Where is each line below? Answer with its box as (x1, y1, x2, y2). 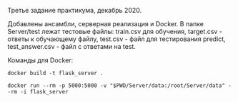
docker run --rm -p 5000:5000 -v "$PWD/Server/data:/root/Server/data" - (7, 82, 232, 89)
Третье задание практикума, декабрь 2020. (7, 6, 142, 14)
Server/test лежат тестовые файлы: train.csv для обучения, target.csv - (7, 28, 223, 35)
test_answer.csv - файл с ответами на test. (7, 42, 136, 50)
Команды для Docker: (7, 56, 74, 64)
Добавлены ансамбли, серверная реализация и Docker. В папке (7, 20, 204, 28)
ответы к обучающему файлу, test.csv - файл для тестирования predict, (7, 35, 227, 43)
